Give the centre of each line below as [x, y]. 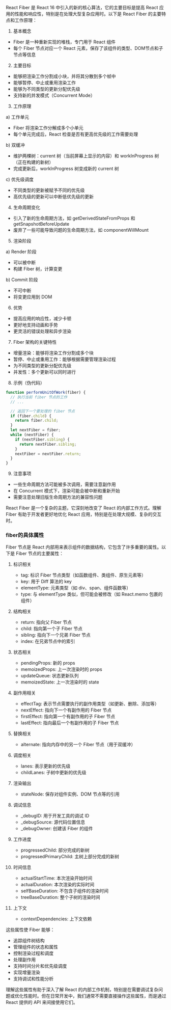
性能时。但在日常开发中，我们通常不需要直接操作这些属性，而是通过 [95, 996]
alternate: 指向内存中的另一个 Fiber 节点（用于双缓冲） [78, 745]
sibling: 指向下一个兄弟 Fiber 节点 [56, 635]
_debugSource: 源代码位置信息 [53, 822]
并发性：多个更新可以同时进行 [44, 372]
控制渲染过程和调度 [33, 953]
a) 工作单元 [18, 117]
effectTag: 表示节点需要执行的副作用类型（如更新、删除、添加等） [90, 704]
